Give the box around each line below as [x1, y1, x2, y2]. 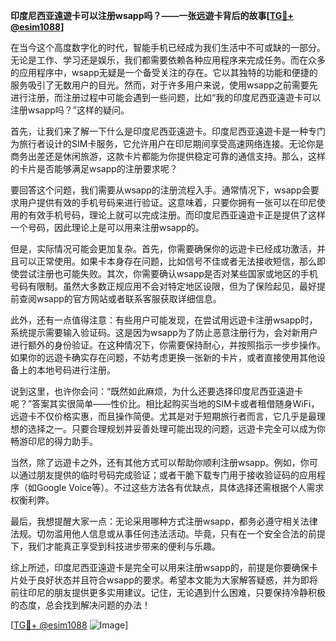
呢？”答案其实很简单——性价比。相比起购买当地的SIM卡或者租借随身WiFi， [10, 398, 320, 409]
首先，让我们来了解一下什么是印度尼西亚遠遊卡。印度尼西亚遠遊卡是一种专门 [10, 125, 326, 137]
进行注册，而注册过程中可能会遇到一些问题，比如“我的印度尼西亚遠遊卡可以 [10, 92, 322, 103]
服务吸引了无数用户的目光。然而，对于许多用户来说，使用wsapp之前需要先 [10, 79, 318, 91]
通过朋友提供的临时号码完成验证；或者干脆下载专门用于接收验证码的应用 [18, 469, 317, 481]
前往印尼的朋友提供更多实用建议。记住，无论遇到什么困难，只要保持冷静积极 [10, 587, 326, 598]
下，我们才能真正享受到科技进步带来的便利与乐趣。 [10, 540, 221, 552]
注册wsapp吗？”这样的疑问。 [10, 104, 130, 116]
